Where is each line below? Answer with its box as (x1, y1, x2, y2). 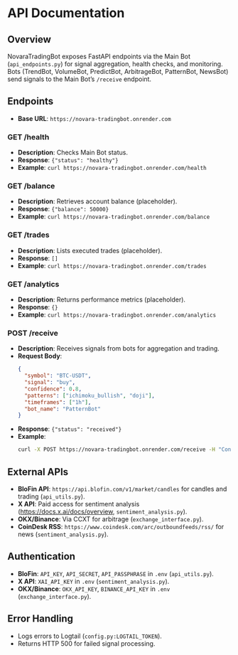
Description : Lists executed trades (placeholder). (17, 246, 163, 255)
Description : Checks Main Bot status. (17, 148, 128, 157)
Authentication (7, 550, 76, 563)
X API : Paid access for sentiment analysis (17, 499, 140, 508)
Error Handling (7, 613, 73, 625)
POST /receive (7, 328, 59, 338)
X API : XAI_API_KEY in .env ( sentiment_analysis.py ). (17, 577, 170, 585)
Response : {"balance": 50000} (17, 205, 109, 213)
